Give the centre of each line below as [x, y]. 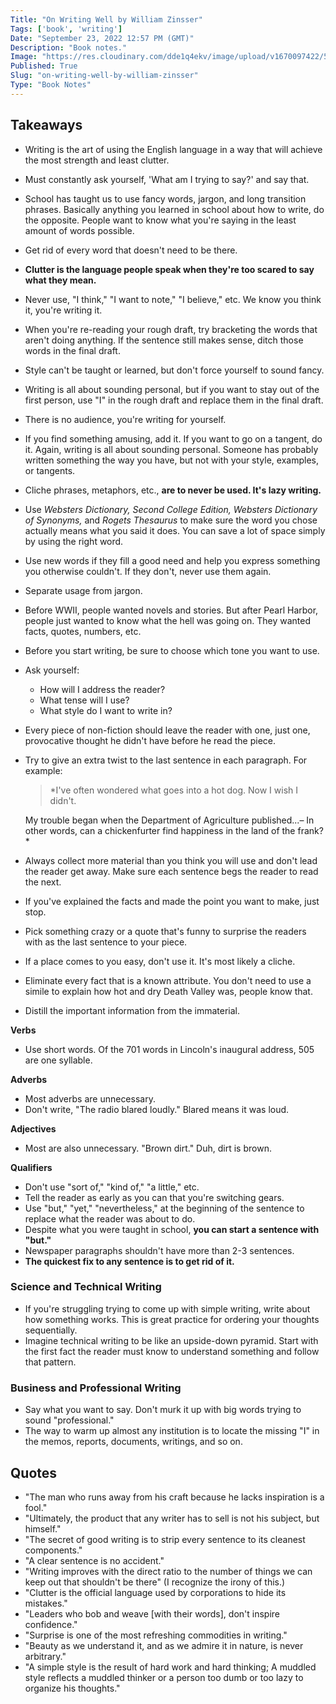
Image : [24, 57]
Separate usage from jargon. [83, 590]
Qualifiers [31, 1167]
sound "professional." [69, 1420]
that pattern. [50, 1362]
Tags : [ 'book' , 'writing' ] [66, 29]
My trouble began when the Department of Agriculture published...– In [169, 820]
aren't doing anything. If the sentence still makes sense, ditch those [164, 340]
